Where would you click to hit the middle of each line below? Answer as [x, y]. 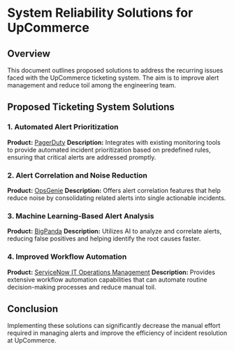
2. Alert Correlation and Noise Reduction [78, 175]
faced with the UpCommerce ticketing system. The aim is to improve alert [113, 78]
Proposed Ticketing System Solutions [91, 107]
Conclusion [33, 309]
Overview [29, 53]
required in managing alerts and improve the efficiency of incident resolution [117, 333]
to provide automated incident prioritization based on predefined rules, [109, 150]
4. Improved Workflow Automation [67, 257]
